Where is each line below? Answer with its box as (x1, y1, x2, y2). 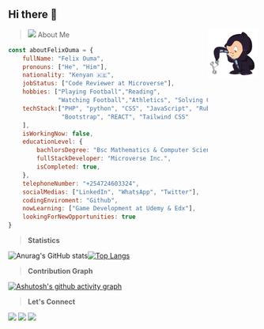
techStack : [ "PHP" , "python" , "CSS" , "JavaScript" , (22, 104, 193, 112)
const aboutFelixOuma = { (8, 46, 93, 54)
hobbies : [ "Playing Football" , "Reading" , (22, 88, 160, 96)
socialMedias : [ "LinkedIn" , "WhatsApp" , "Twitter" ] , (22, 187, 200, 196)
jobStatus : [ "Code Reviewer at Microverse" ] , (22, 80, 175, 88)
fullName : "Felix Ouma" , (22, 55, 104, 62)
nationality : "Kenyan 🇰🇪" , (22, 71, 115, 79)
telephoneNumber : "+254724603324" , (22, 180, 140, 187)
